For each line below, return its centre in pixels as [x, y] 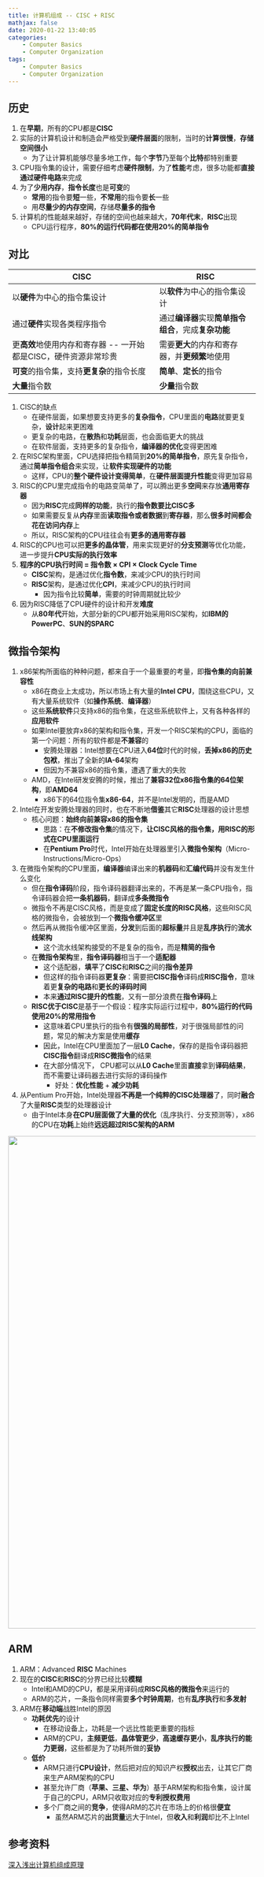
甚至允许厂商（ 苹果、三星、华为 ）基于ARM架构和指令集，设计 [144, 1787]
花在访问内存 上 [55, 526]
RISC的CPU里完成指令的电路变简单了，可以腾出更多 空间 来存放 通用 [128, 486]
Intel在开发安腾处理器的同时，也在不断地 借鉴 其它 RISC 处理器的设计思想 [134, 809]
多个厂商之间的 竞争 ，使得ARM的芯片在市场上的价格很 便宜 [137, 1807]
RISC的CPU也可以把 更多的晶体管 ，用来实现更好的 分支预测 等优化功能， [134, 545]
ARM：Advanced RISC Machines [73, 1669]
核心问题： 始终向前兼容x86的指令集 [89, 820]
